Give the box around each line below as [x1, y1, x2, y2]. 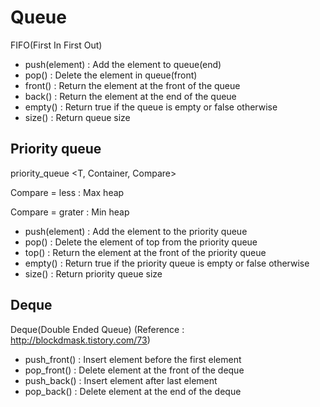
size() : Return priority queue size [24, 267, 163, 280]
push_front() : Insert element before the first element [24, 353, 242, 365]
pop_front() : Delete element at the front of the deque [24, 364, 245, 376]
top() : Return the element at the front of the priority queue [24, 246, 267, 258]
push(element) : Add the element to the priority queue [24, 225, 248, 237]
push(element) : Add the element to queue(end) [24, 58, 222, 70]
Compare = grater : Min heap [10, 206, 130, 218]
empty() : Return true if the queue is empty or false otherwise [24, 101, 278, 113]
